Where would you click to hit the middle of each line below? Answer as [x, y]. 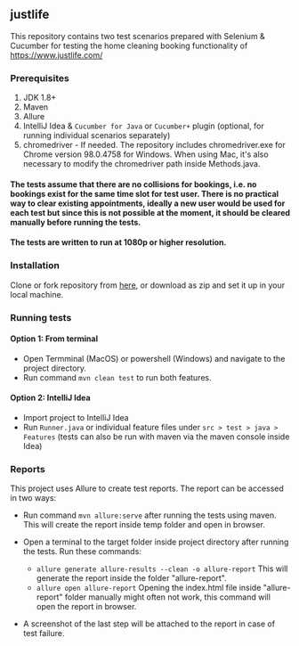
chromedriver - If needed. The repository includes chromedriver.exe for [154, 145]
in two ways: [33, 498]
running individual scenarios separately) [97, 135]
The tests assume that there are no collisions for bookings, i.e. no [133, 184]
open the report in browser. [86, 607]
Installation [35, 266]
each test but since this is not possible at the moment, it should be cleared [150, 212]
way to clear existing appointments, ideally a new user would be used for [148, 203]
